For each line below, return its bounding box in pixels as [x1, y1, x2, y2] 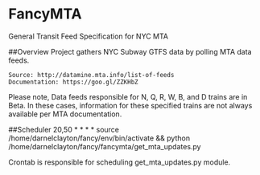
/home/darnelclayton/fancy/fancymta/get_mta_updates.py [8, 141, 201, 151]
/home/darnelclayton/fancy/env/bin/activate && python [8, 133, 191, 143]
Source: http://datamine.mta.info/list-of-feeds [8, 71, 175, 79]
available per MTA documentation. [8, 109, 122, 119]
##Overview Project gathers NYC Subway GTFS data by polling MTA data [8, 47, 252, 56]
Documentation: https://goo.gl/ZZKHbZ [8, 78, 138, 86]
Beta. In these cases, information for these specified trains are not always [8, 100, 253, 110]
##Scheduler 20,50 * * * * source [8, 124, 119, 134]
